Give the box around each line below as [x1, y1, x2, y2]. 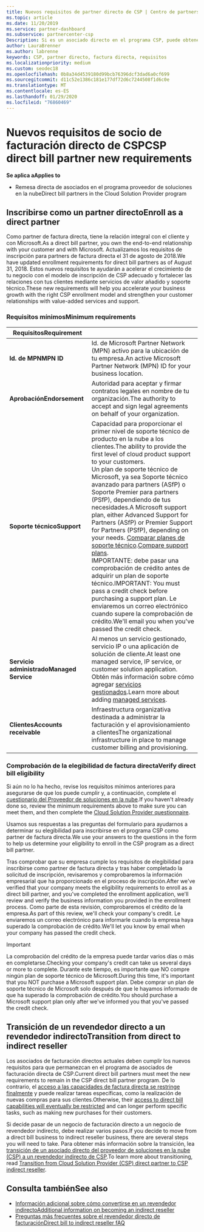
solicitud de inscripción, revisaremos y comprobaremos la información [6, 871, 182, 878]
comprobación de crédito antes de [91, 564, 190, 572]
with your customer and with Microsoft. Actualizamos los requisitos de [6, 246, 183, 253]
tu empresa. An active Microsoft [91, 354, 181, 362]
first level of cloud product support [91, 449, 191, 458]
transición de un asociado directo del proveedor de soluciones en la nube [6, 1146, 191, 1154]
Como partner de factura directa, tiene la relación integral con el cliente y [6, 233, 189, 240]
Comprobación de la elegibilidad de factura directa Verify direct [6, 761, 196, 770]
